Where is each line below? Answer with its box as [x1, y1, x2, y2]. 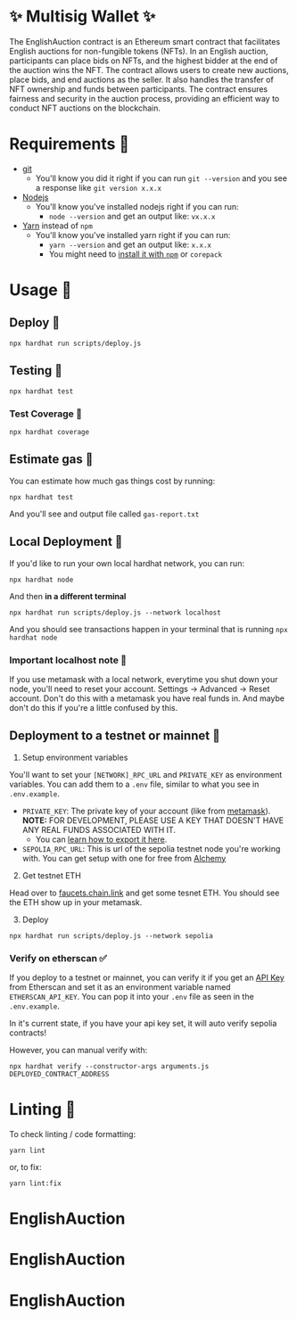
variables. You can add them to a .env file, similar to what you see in [9, 779, 260, 789]
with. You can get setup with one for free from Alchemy [21, 853, 227, 863]
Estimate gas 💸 [9, 452, 94, 467]
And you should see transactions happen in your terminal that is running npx [9, 623, 288, 634]
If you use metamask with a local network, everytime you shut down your [9, 673, 278, 684]
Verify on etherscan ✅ [9, 952, 108, 964]
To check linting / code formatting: [9, 1128, 136, 1139]
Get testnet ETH [21, 870, 82, 880]
